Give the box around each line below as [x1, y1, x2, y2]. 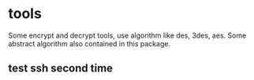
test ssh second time [8, 62, 113, 75]
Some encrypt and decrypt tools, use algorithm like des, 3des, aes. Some [8, 31, 247, 40]
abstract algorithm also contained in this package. [8, 38, 171, 48]
